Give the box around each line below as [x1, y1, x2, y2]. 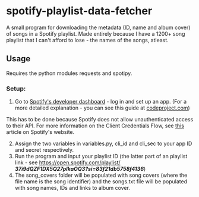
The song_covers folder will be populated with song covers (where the [14, 171, 188, 179]
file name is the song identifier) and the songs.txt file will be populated [14, 178, 188, 185]
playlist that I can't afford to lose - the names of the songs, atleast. [6, 36, 169, 43]
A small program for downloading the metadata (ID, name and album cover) [6, 24, 191, 31]
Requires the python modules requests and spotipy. [6, 70, 132, 77]
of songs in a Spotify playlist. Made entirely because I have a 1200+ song [6, 30, 185, 37]
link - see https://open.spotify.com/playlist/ [14, 159, 121, 166]
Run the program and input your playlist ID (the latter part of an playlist [14, 153, 188, 160]
